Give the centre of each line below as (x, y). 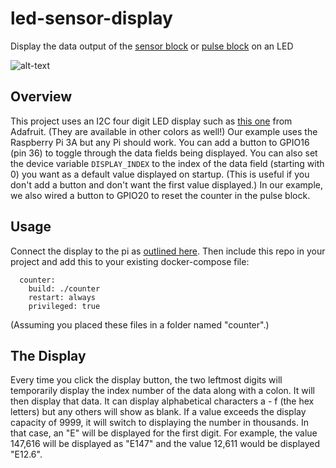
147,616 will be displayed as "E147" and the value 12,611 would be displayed (165, 444)
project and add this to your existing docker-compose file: (130, 261)
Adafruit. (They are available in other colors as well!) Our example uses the (164, 131)
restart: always (62, 297)
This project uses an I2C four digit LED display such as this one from (151, 121)
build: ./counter (64, 288)
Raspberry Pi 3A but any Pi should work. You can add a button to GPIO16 (160, 142)
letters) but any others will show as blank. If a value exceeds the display (158, 412)
